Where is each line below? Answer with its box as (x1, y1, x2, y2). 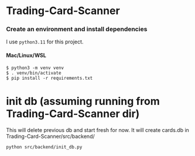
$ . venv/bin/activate (6, 70, 61, 76)
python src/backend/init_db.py (6, 144, 83, 150)
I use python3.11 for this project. (6, 38, 84, 45)
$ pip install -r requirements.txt (6, 75, 93, 81)
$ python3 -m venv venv (6, 65, 64, 71)
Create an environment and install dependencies (6, 25, 148, 33)
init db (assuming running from (6, 94, 160, 108)
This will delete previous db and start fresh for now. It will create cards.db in (6, 126, 189, 133)
